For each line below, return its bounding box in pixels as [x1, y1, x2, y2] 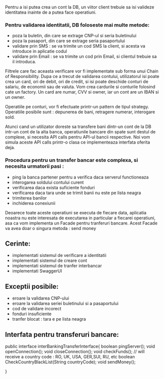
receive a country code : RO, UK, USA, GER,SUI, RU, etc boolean [5, 354, 135, 360]
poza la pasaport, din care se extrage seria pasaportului [12, 38, 125, 44]
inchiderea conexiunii [12, 200, 55, 206]
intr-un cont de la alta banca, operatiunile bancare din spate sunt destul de [5, 129, 156, 135]
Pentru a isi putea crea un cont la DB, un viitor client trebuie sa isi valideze [5, 4, 154, 10]
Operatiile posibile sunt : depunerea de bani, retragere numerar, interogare [5, 109, 155, 115]
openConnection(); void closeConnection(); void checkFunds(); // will [5, 349, 145, 354]
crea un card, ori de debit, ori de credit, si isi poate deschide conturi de [5, 78, 148, 85]
